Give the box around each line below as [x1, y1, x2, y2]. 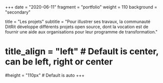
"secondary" [5, 9, 31, 15]
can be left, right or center [5, 56, 113, 67]
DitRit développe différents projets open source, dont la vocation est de [5, 24, 149, 30]
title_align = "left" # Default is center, [5, 46, 159, 57]
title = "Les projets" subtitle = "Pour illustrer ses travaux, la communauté [5, 19, 150, 24]
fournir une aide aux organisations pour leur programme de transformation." [5, 29, 158, 34]
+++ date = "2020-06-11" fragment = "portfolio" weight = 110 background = [5, 4, 158, 10]
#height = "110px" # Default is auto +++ [5, 72, 85, 78]
